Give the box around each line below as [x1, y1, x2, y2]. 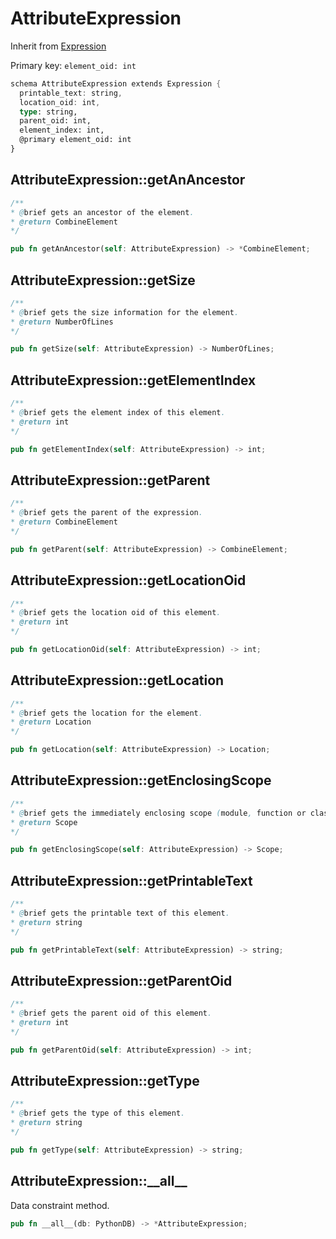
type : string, [19, 107, 78, 117]
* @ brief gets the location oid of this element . [10, 608, 222, 618]
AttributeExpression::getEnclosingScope [10, 772, 272, 789]
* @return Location [10, 717, 92, 727]
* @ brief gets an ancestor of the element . [10, 207, 195, 217]
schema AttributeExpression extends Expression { [10, 78, 222, 89]
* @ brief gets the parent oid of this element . [10, 1008, 213, 1019]
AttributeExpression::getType [10, 1073, 200, 1090]
